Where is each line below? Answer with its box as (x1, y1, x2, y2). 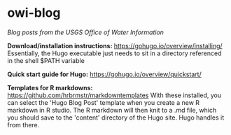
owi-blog (7, 5, 61, 21)
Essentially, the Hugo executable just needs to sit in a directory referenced (7, 49, 222, 57)
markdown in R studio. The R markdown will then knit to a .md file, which (7, 106, 217, 114)
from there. (7, 120, 40, 129)
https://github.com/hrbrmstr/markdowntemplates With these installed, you (7, 91, 222, 99)
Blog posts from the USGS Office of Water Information (7, 28, 164, 36)
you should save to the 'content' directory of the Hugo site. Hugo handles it (7, 113, 225, 122)
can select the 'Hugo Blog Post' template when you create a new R (7, 98, 200, 106)
